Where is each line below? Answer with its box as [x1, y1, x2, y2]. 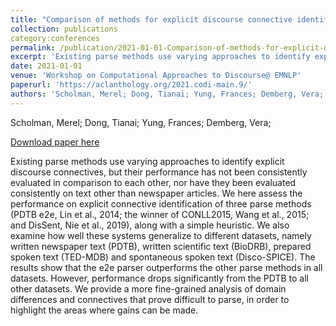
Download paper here [10, 136, 100, 148]
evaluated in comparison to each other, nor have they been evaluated [10, 176, 297, 188]
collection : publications [10, 24, 118, 34]
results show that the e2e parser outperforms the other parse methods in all [10, 261, 323, 273]
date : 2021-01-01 [10, 61, 83, 71]
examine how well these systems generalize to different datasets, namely [10, 229, 312, 241]
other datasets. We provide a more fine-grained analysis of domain [10, 282, 287, 295]
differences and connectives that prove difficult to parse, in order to [10, 293, 290, 305]
